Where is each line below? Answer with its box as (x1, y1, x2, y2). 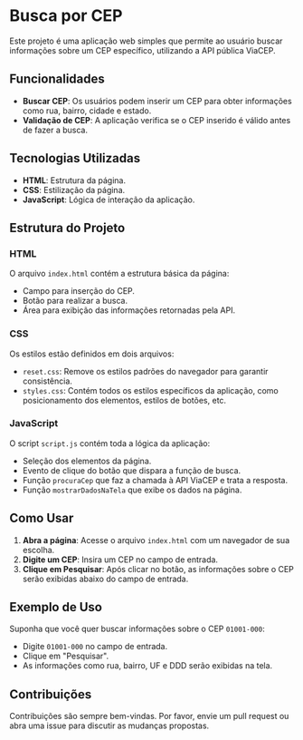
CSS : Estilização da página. (22, 184, 126, 195)
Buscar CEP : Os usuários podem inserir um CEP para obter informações (22, 95, 292, 106)
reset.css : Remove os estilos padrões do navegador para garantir (22, 365, 269, 376)
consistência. (22, 375, 72, 386)
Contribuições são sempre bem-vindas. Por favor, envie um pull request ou (9, 711, 289, 722)
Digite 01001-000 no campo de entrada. (22, 641, 168, 652)
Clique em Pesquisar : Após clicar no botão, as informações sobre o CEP (22, 563, 294, 574)
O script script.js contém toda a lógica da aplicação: (9, 437, 211, 449)
